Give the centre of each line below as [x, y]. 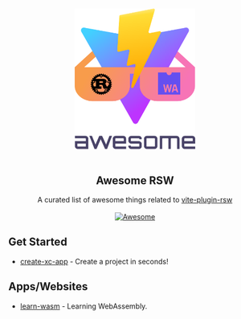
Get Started [38, 242]
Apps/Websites [48, 286]
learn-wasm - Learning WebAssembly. [84, 306]
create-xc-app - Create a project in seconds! [94, 261]
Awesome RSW [135, 180]
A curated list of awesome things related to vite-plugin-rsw [135, 200]
